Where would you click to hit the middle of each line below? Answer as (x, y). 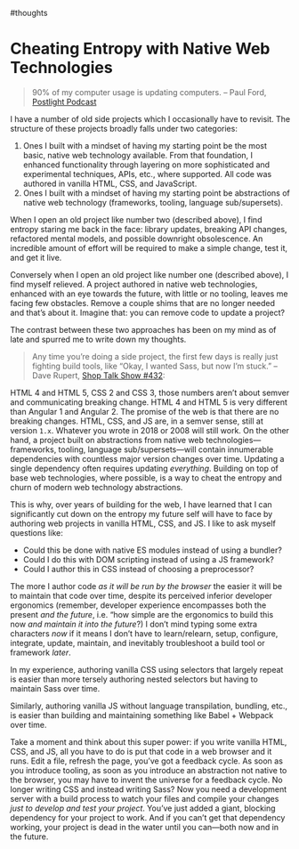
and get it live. (36, 257)
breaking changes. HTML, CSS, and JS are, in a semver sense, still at (137, 421)
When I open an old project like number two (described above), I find (136, 219)
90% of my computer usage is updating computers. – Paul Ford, (149, 92)
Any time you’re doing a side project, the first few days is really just (155, 356)
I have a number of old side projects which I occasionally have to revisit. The (150, 118)
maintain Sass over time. (55, 688)
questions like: (36, 532)
